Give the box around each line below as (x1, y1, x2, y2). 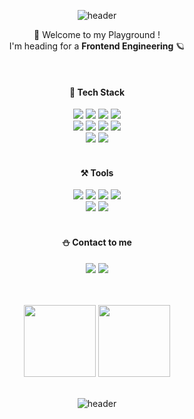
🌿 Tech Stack (68, 86, 126, 98)
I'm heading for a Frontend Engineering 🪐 (8, 40, 186, 52)
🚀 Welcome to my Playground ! (33, 29, 161, 40)
